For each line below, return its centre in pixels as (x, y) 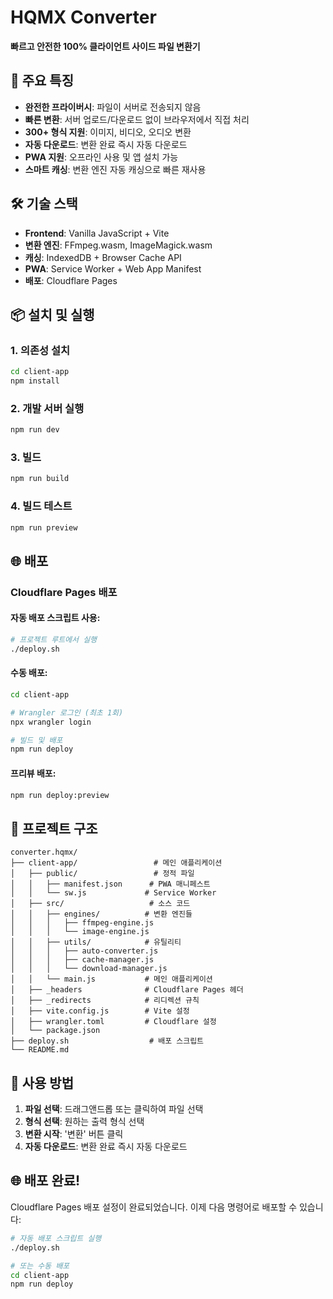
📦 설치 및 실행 (52, 314)
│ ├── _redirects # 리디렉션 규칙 (105, 1001)
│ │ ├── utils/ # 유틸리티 (96, 942)
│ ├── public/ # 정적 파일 (102, 874)
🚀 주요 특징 (42, 81)
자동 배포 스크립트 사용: (55, 618)
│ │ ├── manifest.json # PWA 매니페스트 (110, 884)
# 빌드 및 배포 (36, 740)
